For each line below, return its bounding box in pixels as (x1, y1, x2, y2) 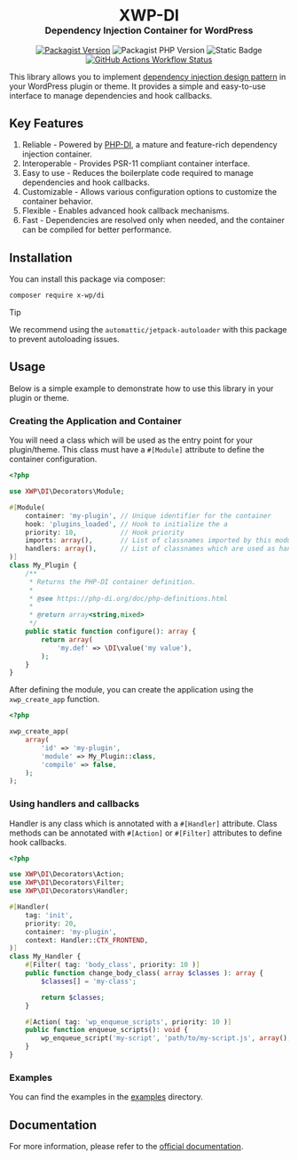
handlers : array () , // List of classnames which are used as (25, 544, 276, 554)
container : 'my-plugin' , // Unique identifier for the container (25, 511, 272, 520)
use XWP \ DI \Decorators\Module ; (9, 487, 125, 496)
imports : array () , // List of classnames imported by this (25, 536, 272, 545)
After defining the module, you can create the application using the (9, 684, 255, 695)
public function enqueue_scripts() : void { (25, 1026, 189, 1035)
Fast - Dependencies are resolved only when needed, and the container (21, 215, 286, 226)
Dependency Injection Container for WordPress (44, 24, 254, 36)
